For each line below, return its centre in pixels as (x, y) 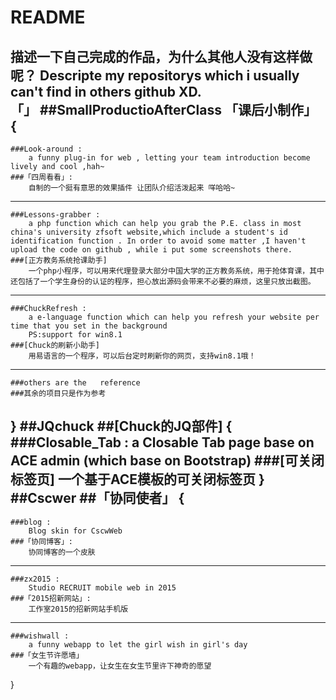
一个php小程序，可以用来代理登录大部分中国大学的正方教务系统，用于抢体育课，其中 (176, 271)
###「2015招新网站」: (51, 598)
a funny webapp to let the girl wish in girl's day (138, 644)
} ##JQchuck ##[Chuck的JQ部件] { (121, 426)
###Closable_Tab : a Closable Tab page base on (162, 442)
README (48, 17)
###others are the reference (75, 383)
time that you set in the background (89, 326)
